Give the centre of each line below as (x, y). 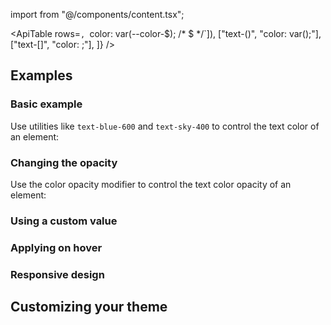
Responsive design (57, 274)
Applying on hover (56, 247)
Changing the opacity (64, 162)
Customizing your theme (89, 307)
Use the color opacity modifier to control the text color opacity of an (151, 184)
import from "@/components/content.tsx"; (97, 14)
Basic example (46, 104)
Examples (41, 75)
